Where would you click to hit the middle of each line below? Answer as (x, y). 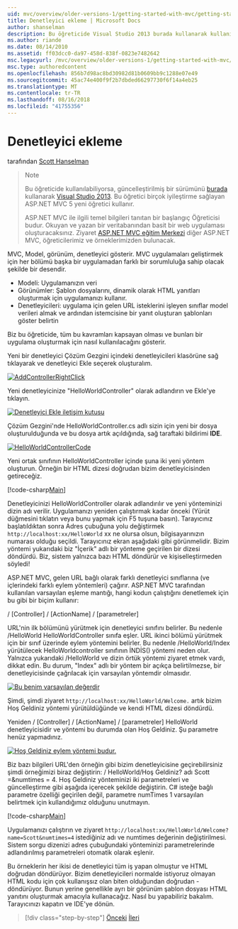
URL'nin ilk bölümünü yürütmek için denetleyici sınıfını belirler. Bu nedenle (115, 628)
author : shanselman (36, 27)
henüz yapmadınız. (35, 737)
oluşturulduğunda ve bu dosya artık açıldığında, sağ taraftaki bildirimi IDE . (115, 433)
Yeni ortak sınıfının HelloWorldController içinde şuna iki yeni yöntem (106, 461)
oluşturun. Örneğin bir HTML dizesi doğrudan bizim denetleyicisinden (109, 468)
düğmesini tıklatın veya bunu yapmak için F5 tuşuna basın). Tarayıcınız (110, 518)
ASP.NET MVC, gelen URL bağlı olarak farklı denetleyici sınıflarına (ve (109, 577)
